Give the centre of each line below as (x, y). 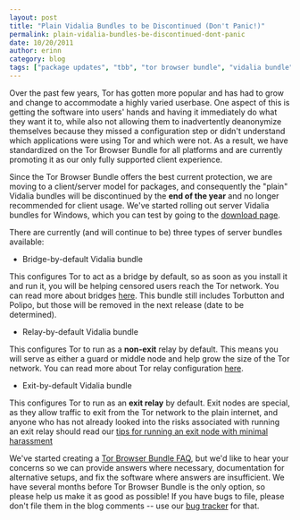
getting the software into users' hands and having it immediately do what (143, 112)
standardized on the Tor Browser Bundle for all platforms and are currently (146, 149)
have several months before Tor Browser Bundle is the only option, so (137, 486)
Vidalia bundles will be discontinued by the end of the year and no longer (144, 196)
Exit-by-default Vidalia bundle (77, 385)
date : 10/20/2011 (42, 43)
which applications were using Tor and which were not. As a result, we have (149, 141)
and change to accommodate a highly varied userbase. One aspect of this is (150, 102)
